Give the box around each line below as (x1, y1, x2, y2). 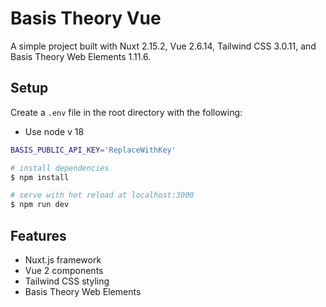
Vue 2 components (24, 264, 104, 276)
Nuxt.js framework (24, 253, 102, 266)
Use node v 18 (24, 125, 85, 137)
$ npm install (10, 172, 70, 182)
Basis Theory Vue (10, 7, 162, 30)
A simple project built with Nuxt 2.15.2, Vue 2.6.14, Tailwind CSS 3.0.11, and (10, 40, 317, 52)
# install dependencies (10, 163, 110, 173)
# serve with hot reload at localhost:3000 (10, 190, 195, 201)
